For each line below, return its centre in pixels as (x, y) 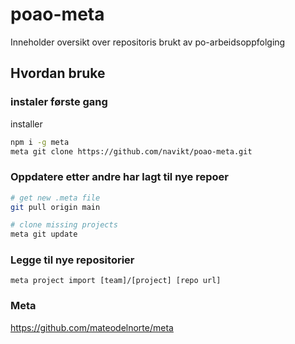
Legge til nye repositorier (72, 260)
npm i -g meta (40, 142)
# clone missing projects (64, 225)
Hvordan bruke (58, 73)
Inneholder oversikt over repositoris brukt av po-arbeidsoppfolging (148, 42)
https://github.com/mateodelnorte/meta (92, 327)
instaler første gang (59, 102)
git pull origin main (55, 207)
